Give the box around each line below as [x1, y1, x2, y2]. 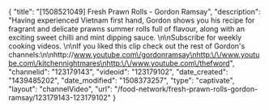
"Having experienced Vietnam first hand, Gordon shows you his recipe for [8, 15, 255, 25]
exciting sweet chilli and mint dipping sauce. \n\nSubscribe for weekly [8, 32, 242, 42]
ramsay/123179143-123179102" [8, 93, 112, 102]
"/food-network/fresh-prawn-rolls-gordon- [113, 84, 258, 94]
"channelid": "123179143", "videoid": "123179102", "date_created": [8, 67, 228, 76]
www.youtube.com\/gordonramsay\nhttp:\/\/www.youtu [73, 50, 260, 59]
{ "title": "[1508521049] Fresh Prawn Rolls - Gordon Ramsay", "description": [8, 7, 261, 16]
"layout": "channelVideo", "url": [8, 84, 113, 94]
